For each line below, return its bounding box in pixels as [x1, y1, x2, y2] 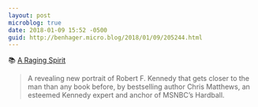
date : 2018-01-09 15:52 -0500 [8, 26, 108, 34]
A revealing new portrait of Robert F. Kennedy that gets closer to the [27, 74, 250, 83]
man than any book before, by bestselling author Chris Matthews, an [27, 82, 251, 91]
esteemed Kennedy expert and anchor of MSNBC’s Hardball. [27, 90, 225, 100]
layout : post [8, 11, 51, 20]
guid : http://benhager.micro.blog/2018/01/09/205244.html [8, 33, 203, 42]
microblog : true [8, 19, 62, 27]
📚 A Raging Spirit [8, 56, 66, 65]
